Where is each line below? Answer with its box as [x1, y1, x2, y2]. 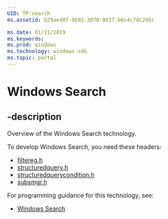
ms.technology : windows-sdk [7, 48, 88, 55]
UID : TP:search [7, 10, 51, 17]
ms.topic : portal [7, 54, 57, 62]
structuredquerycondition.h [16, 170, 95, 178]
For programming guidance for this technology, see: [7, 191, 154, 199]
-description [7, 111, 62, 123]
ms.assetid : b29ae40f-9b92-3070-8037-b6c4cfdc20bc [7, 16, 155, 23]
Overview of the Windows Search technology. [7, 129, 137, 137]
